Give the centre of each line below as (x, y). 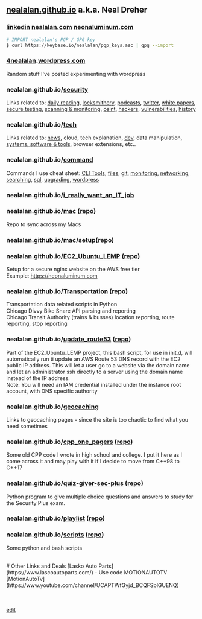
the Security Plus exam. (36, 503)
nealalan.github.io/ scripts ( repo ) (55, 535)
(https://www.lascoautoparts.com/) (50, 572)
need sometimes (27, 426)
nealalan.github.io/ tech (42, 124)
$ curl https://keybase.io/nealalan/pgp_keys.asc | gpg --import (90, 45)
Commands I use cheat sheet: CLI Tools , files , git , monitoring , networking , (98, 173)
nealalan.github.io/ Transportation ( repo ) (67, 291)
